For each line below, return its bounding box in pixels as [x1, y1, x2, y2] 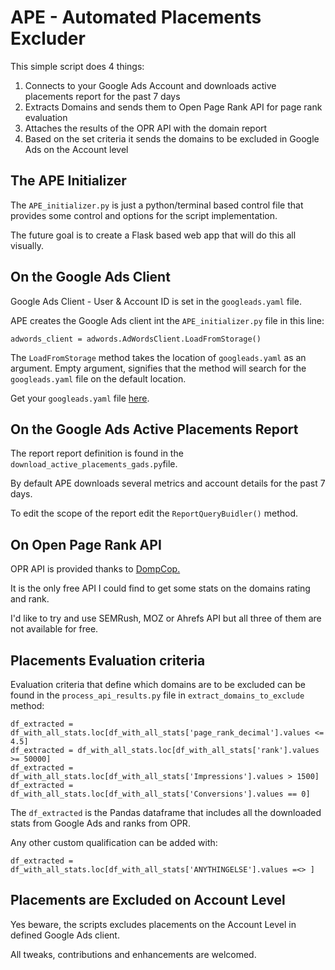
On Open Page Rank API [10, 536, 162, 553]
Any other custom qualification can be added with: [10, 837, 218, 848]
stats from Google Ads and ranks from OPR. [10, 817, 191, 829]
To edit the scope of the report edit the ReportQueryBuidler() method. [10, 507, 298, 520]
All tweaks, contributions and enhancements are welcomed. [10, 948, 257, 960]
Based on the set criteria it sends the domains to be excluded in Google [24, 132, 320, 145]
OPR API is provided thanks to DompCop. [10, 563, 181, 575]
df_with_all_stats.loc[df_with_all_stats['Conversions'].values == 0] [10, 789, 311, 799]
